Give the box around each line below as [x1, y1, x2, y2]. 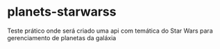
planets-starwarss [7, 4, 117, 20]
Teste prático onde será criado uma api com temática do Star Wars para [7, 27, 213, 35]
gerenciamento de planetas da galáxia [7, 33, 117, 42]
